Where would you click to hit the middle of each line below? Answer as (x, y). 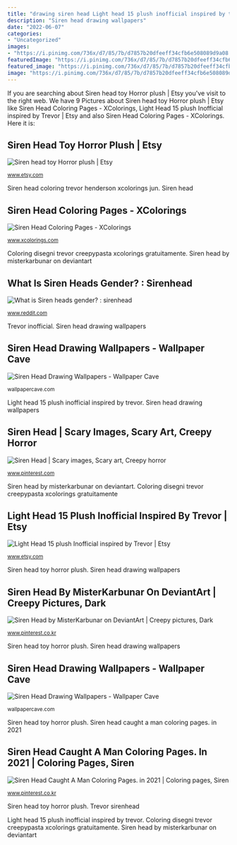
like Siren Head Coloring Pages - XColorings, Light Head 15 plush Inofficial (115, 108)
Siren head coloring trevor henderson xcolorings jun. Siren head (101, 188)
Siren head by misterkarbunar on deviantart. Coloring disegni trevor (105, 486)
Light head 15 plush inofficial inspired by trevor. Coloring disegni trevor (110, 820)
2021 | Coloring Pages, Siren (71, 763)
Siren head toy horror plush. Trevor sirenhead (73, 806)
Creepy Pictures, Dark (57, 603)
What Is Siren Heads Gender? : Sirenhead (100, 283)
